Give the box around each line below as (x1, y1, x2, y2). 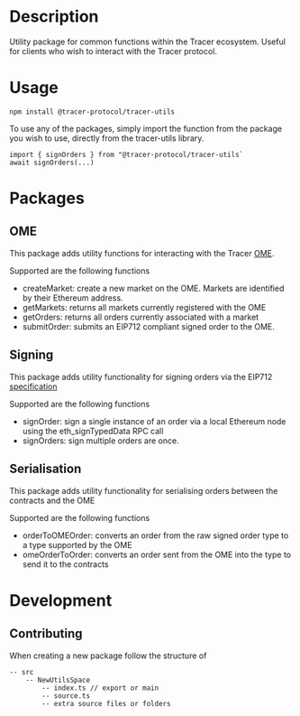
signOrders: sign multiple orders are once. (22, 435, 179, 446)
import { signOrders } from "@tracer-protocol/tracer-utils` (9, 150, 244, 159)
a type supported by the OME (22, 539, 132, 550)
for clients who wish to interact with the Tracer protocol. (9, 45, 218, 56)
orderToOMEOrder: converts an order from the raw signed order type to (22, 530, 289, 541)
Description (9, 6, 99, 27)
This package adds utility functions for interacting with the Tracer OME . (9, 247, 275, 258)
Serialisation (9, 461, 82, 477)
